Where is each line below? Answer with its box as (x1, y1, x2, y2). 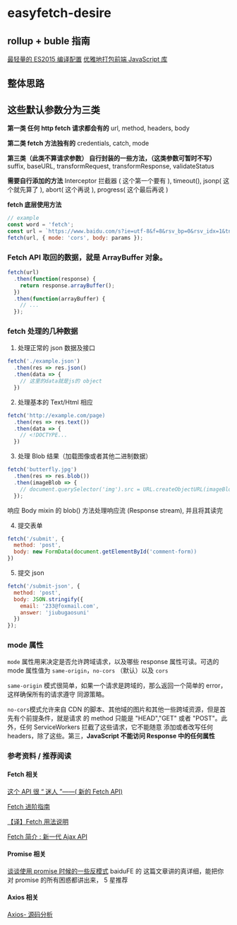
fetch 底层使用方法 (7, 200, 62, 209)
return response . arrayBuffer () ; (20, 281, 115, 289)
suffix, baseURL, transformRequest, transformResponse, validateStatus (7, 162, 214, 170)
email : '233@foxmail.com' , (20, 603, 99, 610)
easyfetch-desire (7, 5, 111, 21)
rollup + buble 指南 (7, 35, 90, 47)
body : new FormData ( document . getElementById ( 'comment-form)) (13, 548, 197, 556)
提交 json (17, 569, 44, 577)
